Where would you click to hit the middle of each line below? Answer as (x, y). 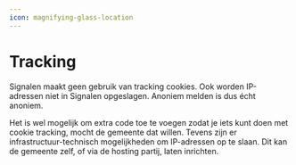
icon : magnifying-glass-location (71, 17)
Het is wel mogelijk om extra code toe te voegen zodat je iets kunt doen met (149, 122)
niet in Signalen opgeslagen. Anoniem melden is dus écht (150, 95)
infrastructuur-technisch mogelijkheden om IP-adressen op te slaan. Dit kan (148, 141)
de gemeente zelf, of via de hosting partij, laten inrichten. (114, 151)
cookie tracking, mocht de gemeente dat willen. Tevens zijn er (123, 132)
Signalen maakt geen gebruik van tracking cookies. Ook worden (127, 87)
